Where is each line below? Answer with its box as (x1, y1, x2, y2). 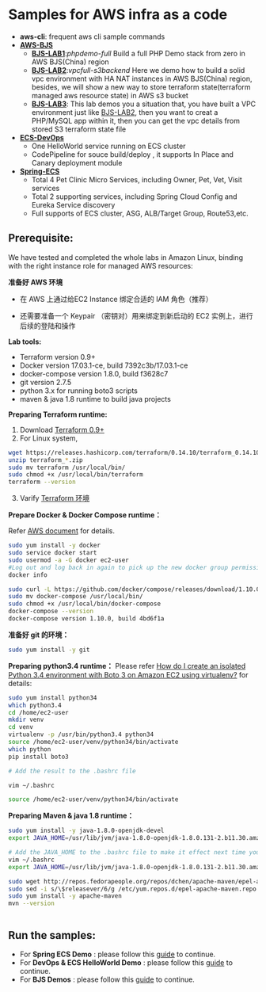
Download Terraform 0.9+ (19, 425, 105, 434)
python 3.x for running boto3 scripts (19, 386, 139, 395)
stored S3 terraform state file (31, 124, 127, 134)
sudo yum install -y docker (8, 541, 101, 550)
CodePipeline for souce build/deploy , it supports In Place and (31, 149, 234, 159)
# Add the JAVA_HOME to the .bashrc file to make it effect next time (8, 849, 246, 857)
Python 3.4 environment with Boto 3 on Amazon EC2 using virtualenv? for (8, 670, 249, 679)
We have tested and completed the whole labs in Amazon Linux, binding (8, 252, 244, 262)
